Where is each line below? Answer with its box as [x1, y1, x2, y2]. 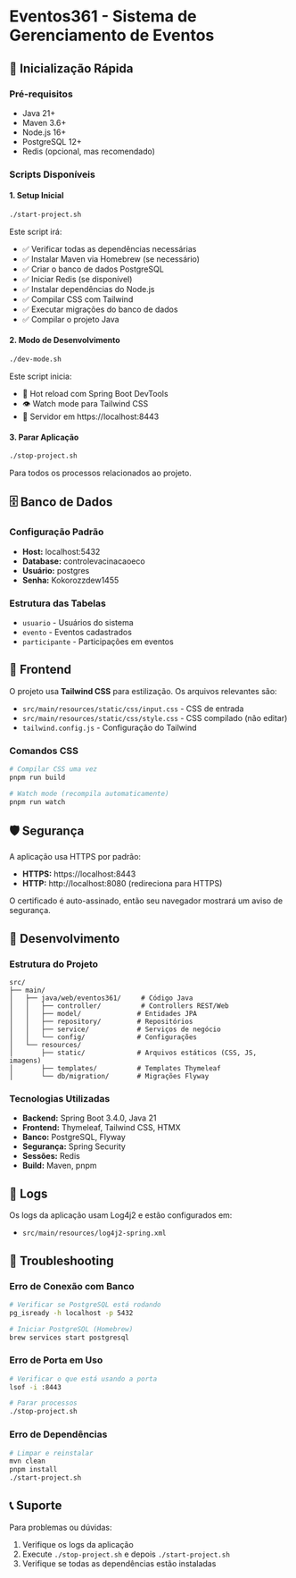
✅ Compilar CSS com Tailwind [21, 293, 134, 305]
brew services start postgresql [9, 1333, 129, 1342]
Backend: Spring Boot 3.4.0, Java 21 [21, 1112, 157, 1123]
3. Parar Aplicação [9, 432, 79, 442]
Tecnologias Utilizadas [9, 1093, 111, 1105]
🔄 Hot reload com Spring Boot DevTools [21, 388, 169, 399]
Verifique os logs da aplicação [21, 1539, 134, 1549]
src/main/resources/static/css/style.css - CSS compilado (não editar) [21, 712, 288, 723]
